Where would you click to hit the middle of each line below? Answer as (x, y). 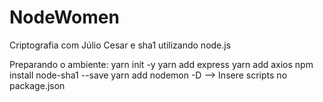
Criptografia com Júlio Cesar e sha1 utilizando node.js (120, 45)
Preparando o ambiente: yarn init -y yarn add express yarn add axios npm (161, 64)
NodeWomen (64, 17)
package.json (37, 85)
